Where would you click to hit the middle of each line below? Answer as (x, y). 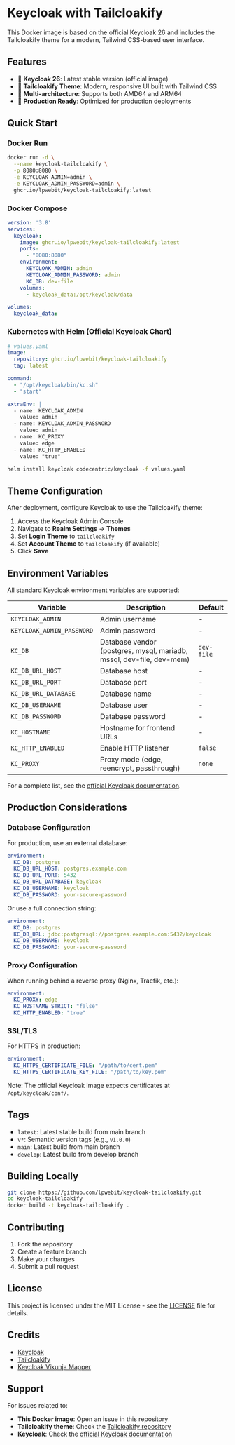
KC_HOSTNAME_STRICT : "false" (56, 1007)
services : (22, 229)
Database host (124, 671)
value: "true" (40, 456)
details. (18, 1312)
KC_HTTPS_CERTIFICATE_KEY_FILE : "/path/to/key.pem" (91, 1072)
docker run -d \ (31, 158)
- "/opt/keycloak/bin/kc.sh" (56, 385)
